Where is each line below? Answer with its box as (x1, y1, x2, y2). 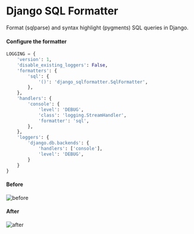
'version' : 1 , (17, 57, 52, 63)
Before (6, 181, 24, 188)
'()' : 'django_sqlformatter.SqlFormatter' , (38, 79, 148, 85)
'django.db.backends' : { (27, 140, 90, 146)
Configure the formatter (6, 38, 67, 45)
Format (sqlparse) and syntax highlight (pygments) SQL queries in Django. (6, 24, 189, 31)
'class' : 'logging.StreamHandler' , (38, 112, 127, 118)
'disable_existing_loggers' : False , (17, 62, 109, 68)
